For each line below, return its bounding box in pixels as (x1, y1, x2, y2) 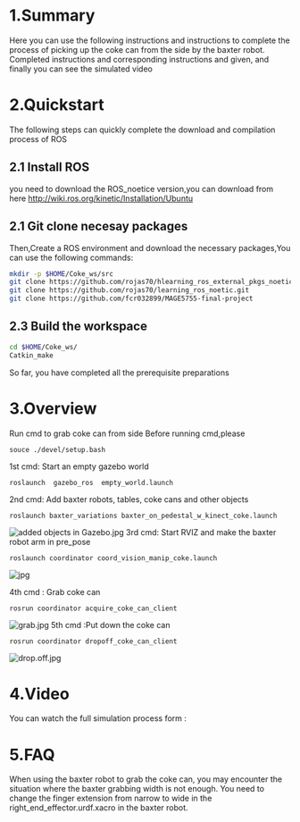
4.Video (9, 684, 70, 704)
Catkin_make (9, 350, 54, 360)
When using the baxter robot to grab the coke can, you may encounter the (9, 774, 283, 784)
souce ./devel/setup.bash (9, 445, 105, 454)
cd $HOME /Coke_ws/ (9, 342, 78, 351)
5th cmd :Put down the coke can (50, 619, 171, 630)
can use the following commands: (9, 252, 134, 263)
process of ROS (9, 133, 68, 144)
